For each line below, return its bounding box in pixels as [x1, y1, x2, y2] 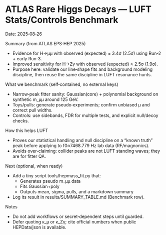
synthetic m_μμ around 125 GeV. [12, 96, 79, 102]
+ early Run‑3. [12, 55, 42, 61]
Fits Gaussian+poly [19, 183, 60, 189]
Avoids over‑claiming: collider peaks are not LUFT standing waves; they [12, 148, 160, 154]
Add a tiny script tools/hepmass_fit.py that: [12, 172, 101, 179]
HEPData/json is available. [12, 224, 66, 230]
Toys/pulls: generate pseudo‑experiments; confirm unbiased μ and [12, 101, 150, 107]
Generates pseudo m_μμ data [19, 178, 81, 184]
